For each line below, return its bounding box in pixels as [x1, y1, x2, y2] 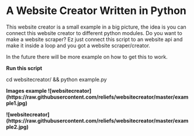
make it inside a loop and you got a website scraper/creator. [6, 42, 151, 49]
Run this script [6, 64, 43, 71]
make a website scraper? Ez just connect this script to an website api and [6, 36, 183, 43]
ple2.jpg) [6, 123, 29, 130]
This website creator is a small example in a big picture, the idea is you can [6, 23, 187, 30]
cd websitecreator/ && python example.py [6, 76, 107, 83]
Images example [6, 87, 47, 94]
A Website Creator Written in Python [6, 4, 187, 18]
